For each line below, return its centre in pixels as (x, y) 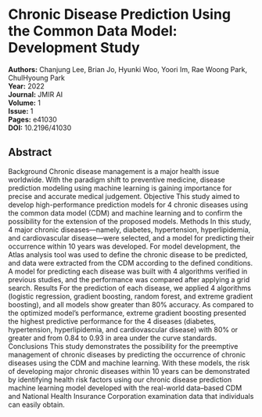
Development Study (74, 48)
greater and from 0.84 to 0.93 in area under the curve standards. (113, 338)
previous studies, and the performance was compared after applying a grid (129, 279)
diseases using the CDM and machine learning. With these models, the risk (129, 363)
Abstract (30, 152)
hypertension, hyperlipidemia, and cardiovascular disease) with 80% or (123, 329)
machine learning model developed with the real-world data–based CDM (125, 388)
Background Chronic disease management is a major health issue (114, 171)
